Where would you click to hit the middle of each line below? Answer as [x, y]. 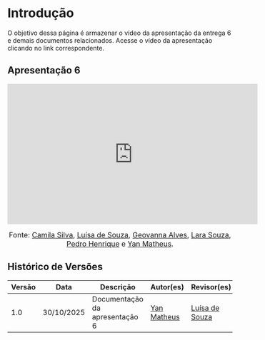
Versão [24, 287]
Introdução [41, 13]
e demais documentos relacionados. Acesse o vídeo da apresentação [110, 40]
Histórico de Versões [55, 267]
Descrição [117, 287]
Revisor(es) [211, 287]
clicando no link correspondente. [56, 48]
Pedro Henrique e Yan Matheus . [120, 244]
